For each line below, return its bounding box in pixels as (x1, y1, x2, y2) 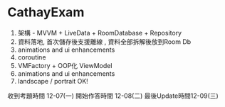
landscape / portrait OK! (17, 77, 89, 85)
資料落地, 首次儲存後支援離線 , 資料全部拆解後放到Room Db (17, 37, 192, 46)
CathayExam (7, 4, 85, 21)
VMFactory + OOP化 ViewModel (17, 61, 112, 69)
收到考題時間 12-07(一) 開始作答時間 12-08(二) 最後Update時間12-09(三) (7, 91, 219, 100)
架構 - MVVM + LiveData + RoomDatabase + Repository (17, 28, 182, 37)
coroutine (17, 52, 46, 61)
